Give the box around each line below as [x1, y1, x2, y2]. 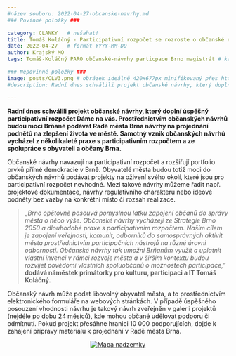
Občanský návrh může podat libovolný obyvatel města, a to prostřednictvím [7, 289, 226, 298]
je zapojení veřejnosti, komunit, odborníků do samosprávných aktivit [24, 231, 223, 239]
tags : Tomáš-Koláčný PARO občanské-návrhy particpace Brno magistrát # [7, 55, 221, 63]
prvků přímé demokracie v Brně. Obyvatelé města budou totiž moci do [7, 165, 211, 173]
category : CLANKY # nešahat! [7, 29, 99, 37]
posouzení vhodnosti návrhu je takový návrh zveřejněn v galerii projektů [7, 304, 216, 312]
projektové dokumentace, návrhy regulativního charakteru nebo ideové [7, 187, 213, 196]
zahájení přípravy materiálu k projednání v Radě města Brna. [7, 327, 182, 335]
